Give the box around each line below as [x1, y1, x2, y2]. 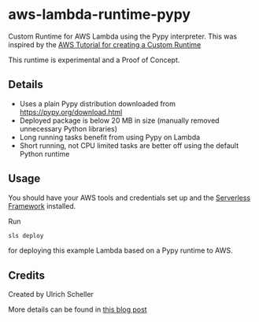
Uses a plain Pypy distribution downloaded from [19, 98, 176, 108]
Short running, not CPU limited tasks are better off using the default [19, 140, 239, 150]
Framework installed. [8, 201, 76, 210]
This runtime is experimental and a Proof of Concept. [8, 55, 180, 65]
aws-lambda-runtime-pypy [8, 6, 191, 24]
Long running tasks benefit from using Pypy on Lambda [19, 132, 201, 142]
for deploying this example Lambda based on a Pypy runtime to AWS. [8, 246, 234, 255]
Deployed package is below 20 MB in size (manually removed [19, 116, 220, 125]
